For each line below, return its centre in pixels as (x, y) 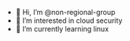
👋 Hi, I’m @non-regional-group (65, 12)
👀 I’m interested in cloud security (69, 20)
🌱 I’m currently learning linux (62, 29)
